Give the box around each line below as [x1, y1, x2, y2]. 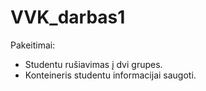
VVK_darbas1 [10, 6, 126, 29]
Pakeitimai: [10, 39, 56, 51]
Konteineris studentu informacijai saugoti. [24, 69, 197, 81]
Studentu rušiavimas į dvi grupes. [24, 58, 163, 70]
